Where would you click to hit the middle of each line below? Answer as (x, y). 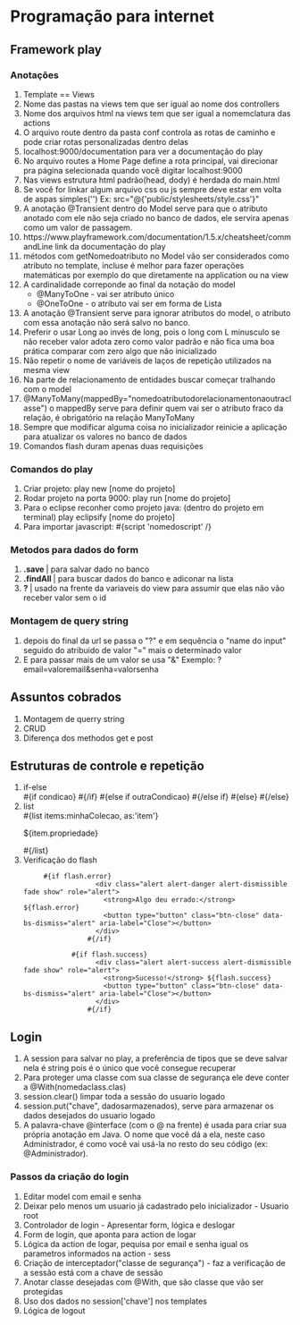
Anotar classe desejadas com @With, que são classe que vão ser (143, 1282)
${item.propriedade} (61, 833)
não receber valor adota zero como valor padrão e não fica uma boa (149, 341)
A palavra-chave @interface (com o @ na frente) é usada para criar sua (154, 1125)
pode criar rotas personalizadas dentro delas (105, 141)
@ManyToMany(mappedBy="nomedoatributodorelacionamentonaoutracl (157, 398)
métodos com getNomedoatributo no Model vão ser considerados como (156, 256)
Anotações (34, 75)
